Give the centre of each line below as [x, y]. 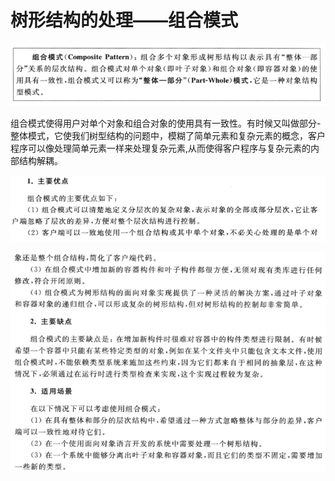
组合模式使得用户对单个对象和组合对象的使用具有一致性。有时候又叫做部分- [166, 123]
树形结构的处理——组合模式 [124, 20]
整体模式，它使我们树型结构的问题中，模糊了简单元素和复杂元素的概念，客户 [168, 135]
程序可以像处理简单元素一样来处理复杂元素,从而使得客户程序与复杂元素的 [161, 148]
